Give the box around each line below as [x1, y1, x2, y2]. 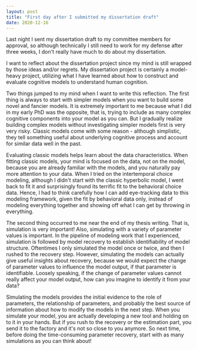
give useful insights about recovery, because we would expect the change [6, 257, 186, 264]
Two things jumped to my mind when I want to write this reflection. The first [6, 90, 189, 97]
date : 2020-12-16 [6, 19, 49, 25]
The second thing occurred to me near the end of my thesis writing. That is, [6, 220, 189, 227]
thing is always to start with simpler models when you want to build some [6, 96, 183, 103]
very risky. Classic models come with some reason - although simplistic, [6, 127, 181, 135]
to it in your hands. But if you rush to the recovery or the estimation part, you [6, 319, 192, 326]
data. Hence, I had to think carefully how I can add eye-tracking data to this [6, 189, 189, 197]
